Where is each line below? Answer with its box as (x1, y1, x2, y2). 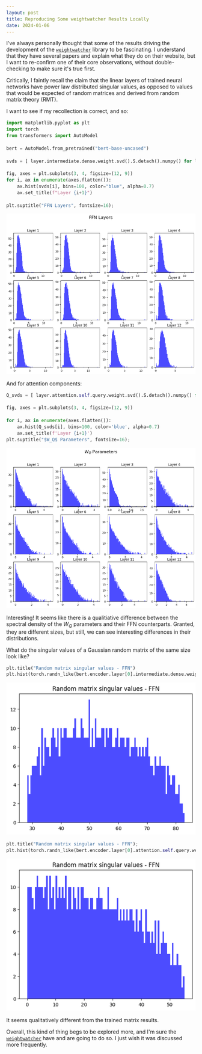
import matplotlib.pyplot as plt (6, 120, 90, 126)
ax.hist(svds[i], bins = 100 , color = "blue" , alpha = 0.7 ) (17, 183, 155, 189)
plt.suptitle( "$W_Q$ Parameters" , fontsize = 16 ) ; (6, 437, 130, 443)
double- (155, 59, 174, 66)
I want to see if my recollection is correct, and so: (6, 108, 129, 115)
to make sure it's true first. (30, 65, 96, 72)
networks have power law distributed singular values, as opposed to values (6, 83, 193, 90)
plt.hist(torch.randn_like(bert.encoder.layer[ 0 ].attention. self (6, 847, 173, 853)
